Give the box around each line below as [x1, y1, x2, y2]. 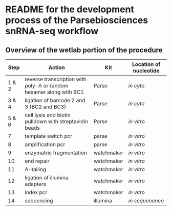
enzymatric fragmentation [25, 149, 87, 156]
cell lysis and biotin [25, 111, 71, 119]
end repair [25, 157, 50, 165]
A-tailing [25, 166, 47, 173]
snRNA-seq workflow [5, 26, 99, 37]
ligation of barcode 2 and [25, 97, 85, 104]
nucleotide [133, 67, 160, 74]
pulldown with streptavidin [25, 118, 89, 125]
